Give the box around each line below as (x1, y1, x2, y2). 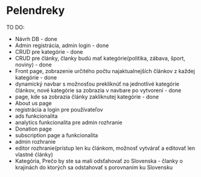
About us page (14, 99, 53, 106)
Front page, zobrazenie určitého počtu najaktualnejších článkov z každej (14, 67, 195, 74)
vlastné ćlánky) (14, 150, 53, 158)
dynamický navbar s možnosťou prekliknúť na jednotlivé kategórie (14, 80, 180, 88)
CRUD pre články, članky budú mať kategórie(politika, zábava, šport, (14, 54, 186, 62)
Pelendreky (6, 4, 65, 18)
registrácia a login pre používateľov (14, 106, 104, 113)
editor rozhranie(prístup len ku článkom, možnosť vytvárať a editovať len (14, 144, 195, 152)
